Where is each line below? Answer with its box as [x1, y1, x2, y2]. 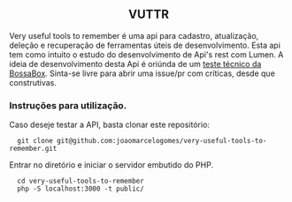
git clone [17, 137, 53, 146]
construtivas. [9, 77, 58, 87]
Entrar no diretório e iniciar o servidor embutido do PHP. [9, 160, 214, 170]
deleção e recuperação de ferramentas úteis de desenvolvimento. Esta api [9, 40, 281, 50]
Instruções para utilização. [9, 99, 127, 111]
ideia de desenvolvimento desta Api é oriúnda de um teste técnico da [9, 58, 262, 69]
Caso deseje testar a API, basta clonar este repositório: [9, 119, 211, 131]
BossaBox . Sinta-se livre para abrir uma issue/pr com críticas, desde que [9, 68, 276, 79]
